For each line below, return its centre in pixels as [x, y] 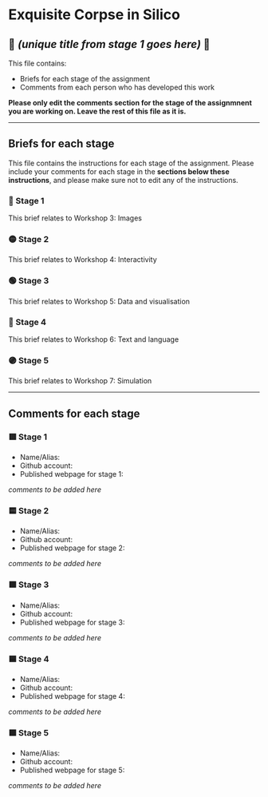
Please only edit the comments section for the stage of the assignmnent [130, 103]
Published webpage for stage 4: [72, 696]
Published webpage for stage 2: [72, 548]
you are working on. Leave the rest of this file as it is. [97, 111]
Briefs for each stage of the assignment [85, 79]
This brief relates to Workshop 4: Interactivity [83, 260]
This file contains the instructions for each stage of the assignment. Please [131, 163]
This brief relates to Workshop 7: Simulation [80, 381]
